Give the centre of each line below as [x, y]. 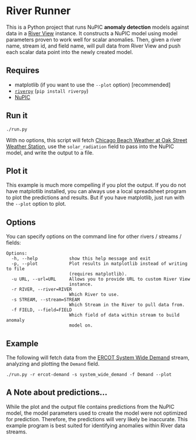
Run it [17, 116]
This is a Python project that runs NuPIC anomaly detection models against [98, 27]
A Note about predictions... [57, 393]
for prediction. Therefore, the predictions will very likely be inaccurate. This [97, 419]
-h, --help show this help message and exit [81, 259]
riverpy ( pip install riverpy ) [52, 91]
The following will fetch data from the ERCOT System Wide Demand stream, [98, 357]
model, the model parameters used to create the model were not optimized [97, 413]
